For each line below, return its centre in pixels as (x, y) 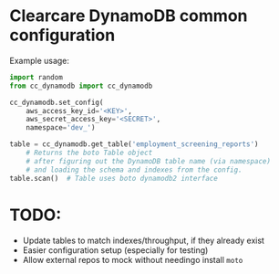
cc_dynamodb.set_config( (57, 102)
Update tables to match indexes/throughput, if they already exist (143, 240)
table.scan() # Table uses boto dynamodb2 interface (114, 178)
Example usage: (40, 60)
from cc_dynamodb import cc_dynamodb (81, 86)
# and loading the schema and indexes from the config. (134, 170)
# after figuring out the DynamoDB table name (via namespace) (149, 161)
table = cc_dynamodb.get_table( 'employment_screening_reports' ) (134, 144)
